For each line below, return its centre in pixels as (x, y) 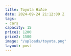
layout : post (18, 46)
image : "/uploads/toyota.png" (36, 41)
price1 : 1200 (18, 32)
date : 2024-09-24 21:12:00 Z (35, 14)
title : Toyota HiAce (26, 9)
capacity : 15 (18, 28)
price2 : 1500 (18, 37)
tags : (11, 19)
